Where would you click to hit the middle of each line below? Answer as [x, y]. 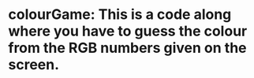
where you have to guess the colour [128, 31]
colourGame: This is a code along [120, 15]
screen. [34, 65]
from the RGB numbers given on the [127, 48]
